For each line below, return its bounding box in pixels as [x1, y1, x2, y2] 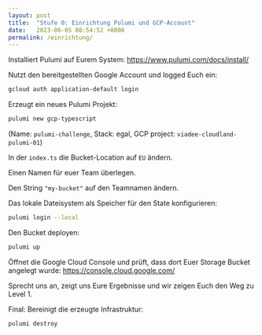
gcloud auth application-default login [8, 86, 139, 94]
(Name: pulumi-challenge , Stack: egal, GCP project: [8, 129, 175, 138]
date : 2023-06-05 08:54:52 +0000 [8, 26, 125, 34]
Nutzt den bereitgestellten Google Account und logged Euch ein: [8, 70, 218, 79]
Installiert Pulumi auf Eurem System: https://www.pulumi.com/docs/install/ [8, 55, 249, 64]
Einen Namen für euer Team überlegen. [8, 168, 136, 177]
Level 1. [8, 289, 33, 299]
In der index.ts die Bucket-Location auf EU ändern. [8, 153, 173, 162]
